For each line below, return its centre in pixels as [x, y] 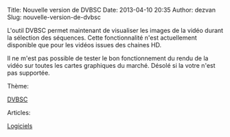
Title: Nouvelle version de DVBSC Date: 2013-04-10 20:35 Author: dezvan [112, 10]
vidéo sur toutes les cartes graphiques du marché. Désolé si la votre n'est [111, 65]
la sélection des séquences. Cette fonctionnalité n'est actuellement [102, 38]
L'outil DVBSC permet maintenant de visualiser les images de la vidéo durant [115, 30]
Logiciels [20, 126]
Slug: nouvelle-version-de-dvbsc [54, 17]
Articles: [19, 113]
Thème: [18, 86]
